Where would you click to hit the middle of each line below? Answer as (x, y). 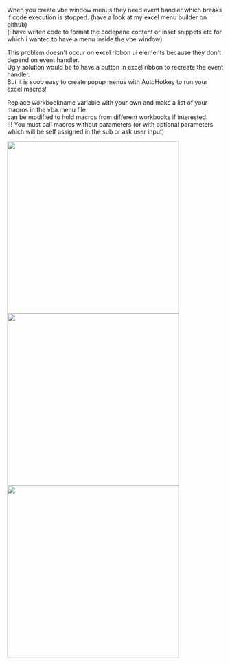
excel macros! (27, 89)
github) (17, 24)
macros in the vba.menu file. (47, 110)
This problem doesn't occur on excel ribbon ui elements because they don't (114, 52)
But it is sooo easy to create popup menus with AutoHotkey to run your (107, 82)
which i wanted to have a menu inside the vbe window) (85, 39)
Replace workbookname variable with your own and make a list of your (107, 102)
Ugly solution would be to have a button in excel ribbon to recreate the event (115, 67)
